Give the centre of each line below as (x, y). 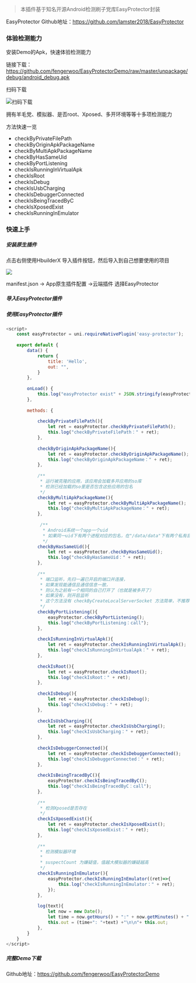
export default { (38, 345)
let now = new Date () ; (75, 912)
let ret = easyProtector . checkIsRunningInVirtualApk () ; (117, 645)
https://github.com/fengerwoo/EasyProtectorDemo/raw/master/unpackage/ (97, 71)
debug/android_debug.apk (38, 77)
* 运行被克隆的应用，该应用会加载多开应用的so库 (91, 482)
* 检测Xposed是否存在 (64, 808)
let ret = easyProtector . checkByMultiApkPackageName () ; (117, 503)
